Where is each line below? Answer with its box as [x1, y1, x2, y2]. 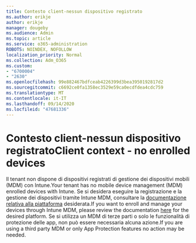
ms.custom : [6, 63, 33, 69]
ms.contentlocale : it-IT [6, 95, 67, 101]
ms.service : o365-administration [6, 41, 88, 47]
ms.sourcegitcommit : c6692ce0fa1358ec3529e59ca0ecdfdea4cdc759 [6, 85, 164, 91]
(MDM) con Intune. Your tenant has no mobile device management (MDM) [6, 182, 183, 189]
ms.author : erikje [6, 14, 51, 20]
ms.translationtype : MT [6, 90, 64, 96]
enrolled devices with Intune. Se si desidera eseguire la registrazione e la [6, 188, 183, 195]
